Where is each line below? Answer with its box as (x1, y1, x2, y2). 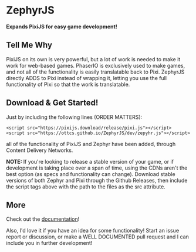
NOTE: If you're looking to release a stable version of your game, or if (6, 158, 174, 165)
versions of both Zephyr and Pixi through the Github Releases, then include (6, 177, 188, 184)
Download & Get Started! (6, 98, 99, 108)
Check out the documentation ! (6, 215, 80, 223)
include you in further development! (6, 240, 93, 247)
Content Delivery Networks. (6, 147, 73, 154)
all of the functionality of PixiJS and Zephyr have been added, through (6, 140, 176, 147)
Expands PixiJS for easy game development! (6, 23, 117, 30)
